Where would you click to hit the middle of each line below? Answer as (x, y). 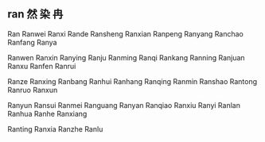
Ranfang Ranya (32, 42)
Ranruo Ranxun (33, 90)
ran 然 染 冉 (35, 14)
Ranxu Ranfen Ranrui (42, 66)
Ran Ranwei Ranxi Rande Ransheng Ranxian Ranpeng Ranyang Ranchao (125, 33)
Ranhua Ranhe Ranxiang (47, 113)
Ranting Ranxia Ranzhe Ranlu (55, 129)
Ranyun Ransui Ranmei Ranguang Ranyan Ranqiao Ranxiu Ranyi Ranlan (124, 105)
